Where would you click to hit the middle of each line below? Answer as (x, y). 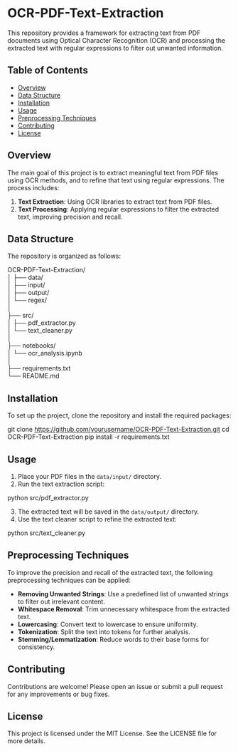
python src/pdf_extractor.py (48, 498)
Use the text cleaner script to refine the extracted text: (97, 519)
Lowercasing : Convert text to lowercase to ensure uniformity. (108, 624)
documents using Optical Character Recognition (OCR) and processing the (117, 40)
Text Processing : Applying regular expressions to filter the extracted (118, 209)
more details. (27, 741)
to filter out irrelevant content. (61, 601)
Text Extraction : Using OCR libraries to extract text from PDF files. (115, 202)
